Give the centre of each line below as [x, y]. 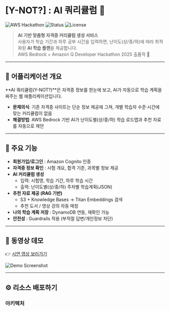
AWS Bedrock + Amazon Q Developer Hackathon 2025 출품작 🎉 [84, 54]
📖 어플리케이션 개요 [34, 77]
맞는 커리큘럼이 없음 [32, 113]
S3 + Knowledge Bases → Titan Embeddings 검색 [71, 199]
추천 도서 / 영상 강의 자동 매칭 [49, 205]
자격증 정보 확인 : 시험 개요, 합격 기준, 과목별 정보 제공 [66, 167]
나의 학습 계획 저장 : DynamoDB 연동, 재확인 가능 [61, 212]
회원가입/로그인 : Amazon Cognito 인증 [52, 161]
